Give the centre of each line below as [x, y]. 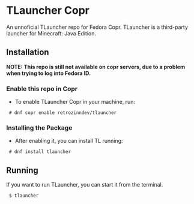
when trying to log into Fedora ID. [49, 73]
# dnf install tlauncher [40, 152]
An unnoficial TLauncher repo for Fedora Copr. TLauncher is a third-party [97, 27]
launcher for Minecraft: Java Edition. [51, 33]
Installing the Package [39, 128]
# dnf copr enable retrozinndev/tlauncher [63, 113]
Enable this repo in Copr [42, 89]
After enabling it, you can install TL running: [69, 141]
